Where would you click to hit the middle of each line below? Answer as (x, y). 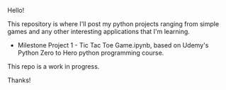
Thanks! (19, 80)
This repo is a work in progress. (53, 66)
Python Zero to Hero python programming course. (91, 53)
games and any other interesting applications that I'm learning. (98, 32)
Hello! (16, 10)
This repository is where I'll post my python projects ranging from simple (113, 24)
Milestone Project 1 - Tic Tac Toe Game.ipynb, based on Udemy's (113, 45)
